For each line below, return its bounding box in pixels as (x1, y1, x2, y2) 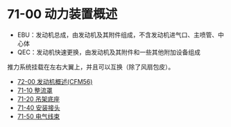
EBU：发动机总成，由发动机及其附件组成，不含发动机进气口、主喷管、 (17, 31, 219, 39)
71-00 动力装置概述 (7, 6, 118, 22)
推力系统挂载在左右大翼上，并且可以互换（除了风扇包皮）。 (7, 62, 175, 71)
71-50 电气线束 (17, 112, 60, 120)
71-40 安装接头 (17, 103, 60, 112)
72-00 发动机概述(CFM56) (17, 77, 93, 85)
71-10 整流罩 (17, 86, 53, 94)
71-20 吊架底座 (17, 94, 60, 103)
